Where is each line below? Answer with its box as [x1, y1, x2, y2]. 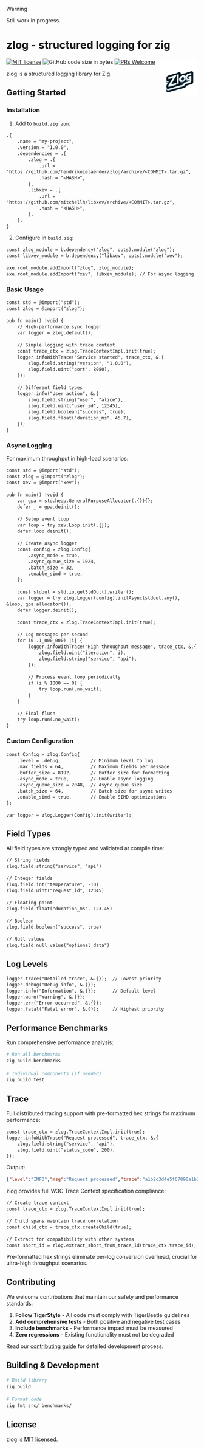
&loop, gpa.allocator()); [6, 601, 72, 607]
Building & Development [6, 1360, 99, 1371]
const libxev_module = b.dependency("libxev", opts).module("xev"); [6, 252, 183, 259]
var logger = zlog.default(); [17, 329, 94, 336]
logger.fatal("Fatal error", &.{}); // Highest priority [6, 1006, 165, 1013]
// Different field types [17, 384, 83, 391]
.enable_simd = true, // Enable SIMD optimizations [17, 794, 167, 800]
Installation [6, 106, 41, 114]
